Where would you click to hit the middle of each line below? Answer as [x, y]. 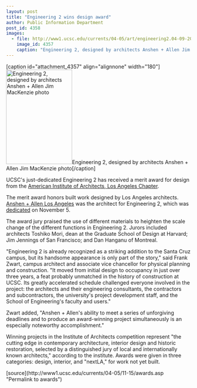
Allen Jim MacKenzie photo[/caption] [51, 168]
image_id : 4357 [35, 45]
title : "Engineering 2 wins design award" [59, 17]
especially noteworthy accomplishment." [55, 325]
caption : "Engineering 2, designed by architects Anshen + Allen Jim [103, 50]
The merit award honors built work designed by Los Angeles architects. [92, 197]
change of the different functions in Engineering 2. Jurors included [86, 228]
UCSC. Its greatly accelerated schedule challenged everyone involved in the [98, 282]
